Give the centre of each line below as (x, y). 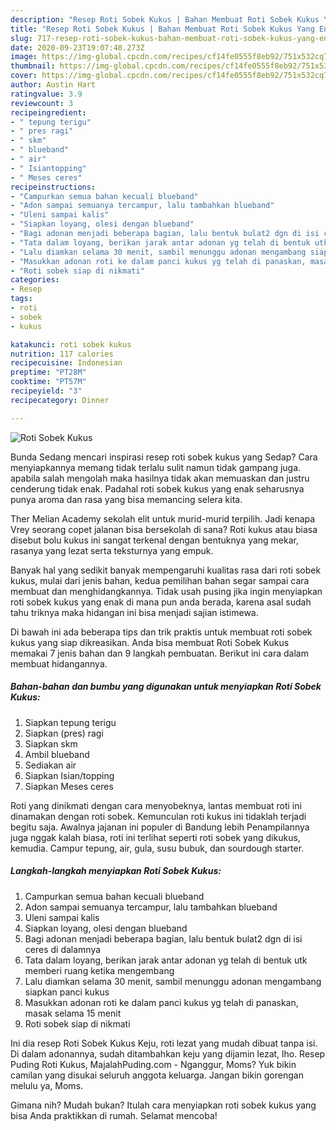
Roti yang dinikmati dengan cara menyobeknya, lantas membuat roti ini (156, 805)
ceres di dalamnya (63, 949)
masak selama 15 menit (73, 1013)
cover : (24, 76)
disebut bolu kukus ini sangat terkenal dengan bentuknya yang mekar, (155, 540)
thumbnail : (33, 66)
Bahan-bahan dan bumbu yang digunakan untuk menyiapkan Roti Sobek (166, 687)
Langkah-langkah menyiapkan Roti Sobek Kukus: (116, 871)
